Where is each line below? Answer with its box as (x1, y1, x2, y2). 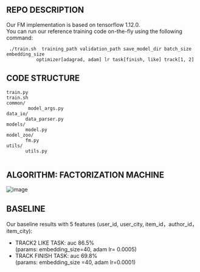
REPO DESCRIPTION (6, 5, 84, 15)
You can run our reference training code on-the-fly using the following (6, 27, 182, 35)
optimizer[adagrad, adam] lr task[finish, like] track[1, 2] (36, 56, 195, 63)
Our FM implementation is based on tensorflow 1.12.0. (6, 21, 140, 28)
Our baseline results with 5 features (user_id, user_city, (6, 221, 144, 228)
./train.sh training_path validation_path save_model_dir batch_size (9, 46, 191, 52)
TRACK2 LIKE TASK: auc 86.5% (15, 239, 95, 246)
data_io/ (6, 110, 29, 116)
